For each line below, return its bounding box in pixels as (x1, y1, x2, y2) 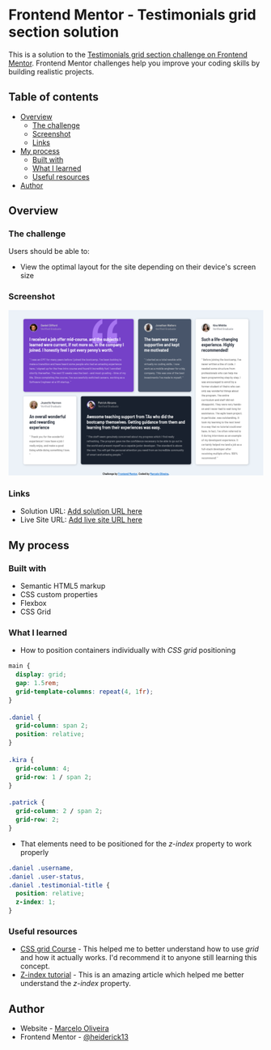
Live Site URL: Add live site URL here (19, 515, 143, 525)
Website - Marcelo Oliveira (19, 1023, 109, 1033)
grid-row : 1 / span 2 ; (15, 773, 92, 781)
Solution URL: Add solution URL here (19, 506, 143, 516)
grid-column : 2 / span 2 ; (15, 807, 104, 815)
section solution (8, 23, 120, 41)
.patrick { (8, 798, 45, 807)
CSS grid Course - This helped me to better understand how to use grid (19, 944, 259, 954)
